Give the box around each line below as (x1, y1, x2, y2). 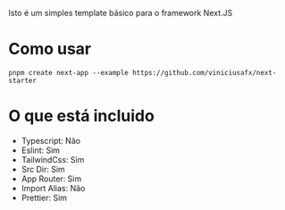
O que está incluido (8, 106, 155, 126)
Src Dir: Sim (21, 164, 66, 174)
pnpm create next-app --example (8, 68, 129, 77)
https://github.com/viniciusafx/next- (131, 68, 277, 77)
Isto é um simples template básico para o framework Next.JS (8, 8, 233, 18)
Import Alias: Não (21, 182, 86, 193)
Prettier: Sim (21, 192, 68, 203)
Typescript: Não (21, 135, 81, 146)
